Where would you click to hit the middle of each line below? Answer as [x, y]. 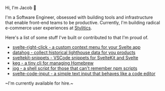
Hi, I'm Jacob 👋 [21, 8]
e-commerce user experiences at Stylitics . [49, 28]
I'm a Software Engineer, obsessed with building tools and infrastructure [79, 17]
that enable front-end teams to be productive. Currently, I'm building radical [83, 23]
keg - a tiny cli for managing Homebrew [53, 63]
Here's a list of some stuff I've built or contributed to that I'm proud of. [77, 38]
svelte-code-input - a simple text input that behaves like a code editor [84, 74]
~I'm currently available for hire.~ [39, 83]
